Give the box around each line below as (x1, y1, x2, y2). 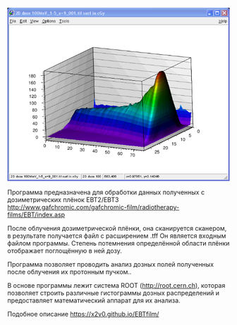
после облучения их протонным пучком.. (7, 268, 132, 276)
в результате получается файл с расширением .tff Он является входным (7, 231, 226, 240)
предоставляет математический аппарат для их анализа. (7, 296, 181, 305)
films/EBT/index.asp (7, 210, 66, 219)
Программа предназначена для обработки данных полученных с (7, 188, 205, 197)
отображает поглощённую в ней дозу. (7, 247, 122, 255)
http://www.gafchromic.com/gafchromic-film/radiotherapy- (7, 203, 180, 212)
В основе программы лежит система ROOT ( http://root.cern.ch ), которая (7, 281, 226, 290)
